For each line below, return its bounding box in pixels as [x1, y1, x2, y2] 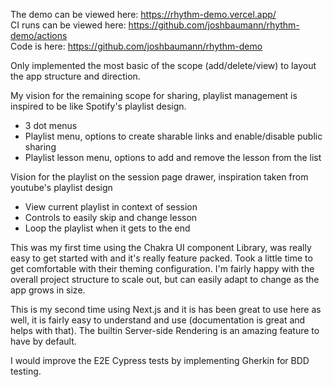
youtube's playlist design [10, 182, 113, 193]
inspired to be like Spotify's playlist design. [10, 100, 187, 112]
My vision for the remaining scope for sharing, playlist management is [10, 90, 298, 101]
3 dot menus [24, 120, 78, 131]
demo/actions [10, 30, 68, 41]
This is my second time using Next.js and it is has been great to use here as [10, 304, 322, 315]
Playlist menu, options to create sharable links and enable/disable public [24, 130, 323, 142]
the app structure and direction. [10, 70, 141, 82]
